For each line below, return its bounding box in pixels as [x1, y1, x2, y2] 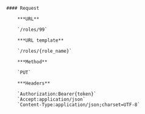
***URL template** [17, 37, 64, 44]
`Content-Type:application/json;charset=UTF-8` [17, 102, 140, 108]
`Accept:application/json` [17, 96, 86, 102]
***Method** [17, 59, 48, 65]
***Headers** [17, 80, 51, 86]
